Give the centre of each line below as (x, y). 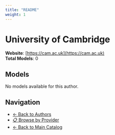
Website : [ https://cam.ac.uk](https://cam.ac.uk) (55, 53)
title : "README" (22, 10)
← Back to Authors (32, 114)
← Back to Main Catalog (37, 127)
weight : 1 (16, 15)
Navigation (23, 102)
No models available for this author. (42, 86)
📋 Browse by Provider (36, 120)
